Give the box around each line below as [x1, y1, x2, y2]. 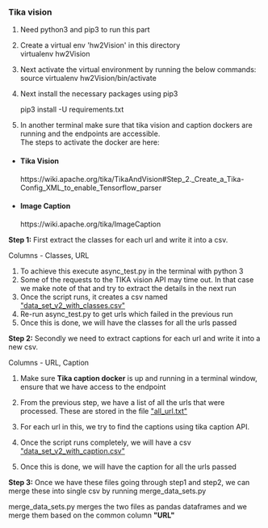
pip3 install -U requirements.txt [19, 104, 124, 115]
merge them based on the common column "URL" [8, 510, 175, 520]
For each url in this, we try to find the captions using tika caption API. [19, 421, 250, 431]
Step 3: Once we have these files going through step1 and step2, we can [8, 477, 250, 487]
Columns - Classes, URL [8, 250, 90, 260]
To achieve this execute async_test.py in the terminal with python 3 [19, 266, 244, 276]
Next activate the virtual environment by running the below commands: [19, 65, 257, 74]
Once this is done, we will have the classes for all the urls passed [19, 318, 237, 327]
